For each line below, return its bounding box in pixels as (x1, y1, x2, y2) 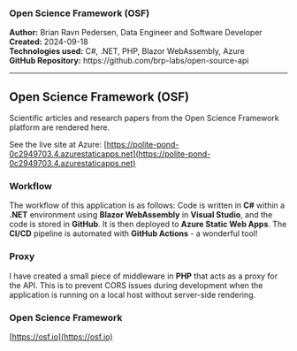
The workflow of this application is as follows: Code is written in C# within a (9, 200, 286, 210)
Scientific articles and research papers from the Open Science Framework (9, 113, 280, 124)
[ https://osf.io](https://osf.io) (9, 332, 113, 342)
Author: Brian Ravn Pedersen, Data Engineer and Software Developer (9, 27, 263, 38)
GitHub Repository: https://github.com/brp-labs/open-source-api (9, 56, 249, 66)
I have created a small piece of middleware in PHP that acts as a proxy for (9, 271, 278, 281)
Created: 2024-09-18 (9, 36, 88, 47)
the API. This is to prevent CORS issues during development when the (9, 279, 263, 290)
